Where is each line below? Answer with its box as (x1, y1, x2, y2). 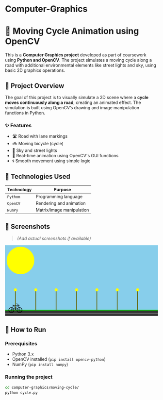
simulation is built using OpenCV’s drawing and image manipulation (5, 104, 140, 110)
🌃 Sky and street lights (12, 148, 57, 153)
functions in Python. (5, 110, 45, 116)
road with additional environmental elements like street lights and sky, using (5, 62, 157, 68)
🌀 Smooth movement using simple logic (12, 158, 91, 164)
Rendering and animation (35, 200, 86, 206)
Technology (7, 186, 32, 192)
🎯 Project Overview (5, 82, 65, 90)
